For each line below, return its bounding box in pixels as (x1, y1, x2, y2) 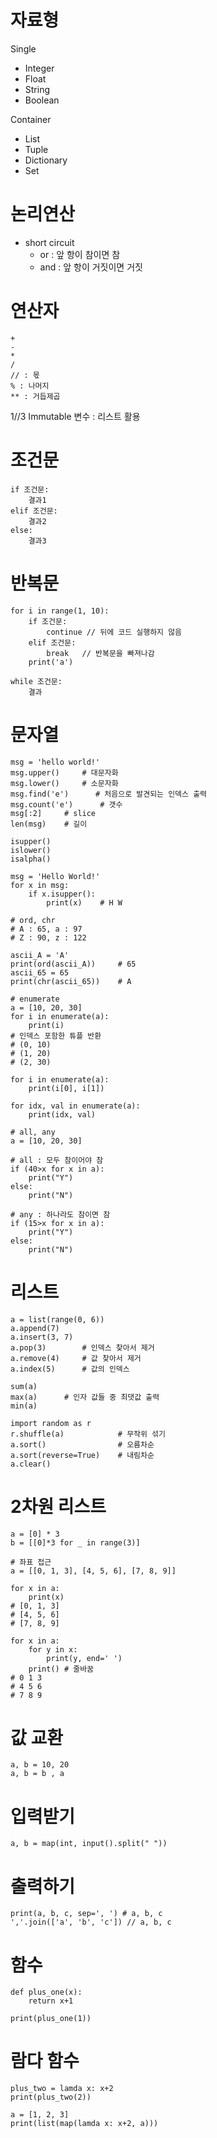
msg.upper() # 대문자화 (10, 767, 119, 778)
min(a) (10, 1401, 38, 1411)
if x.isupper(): (28, 889, 97, 899)
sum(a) (10, 1381, 38, 1391)
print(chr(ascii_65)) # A (10, 976, 132, 986)
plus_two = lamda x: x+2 (10, 2084, 114, 2094)
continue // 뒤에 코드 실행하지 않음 (46, 627, 183, 637)
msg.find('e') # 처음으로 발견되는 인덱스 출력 (10, 789, 208, 799)
